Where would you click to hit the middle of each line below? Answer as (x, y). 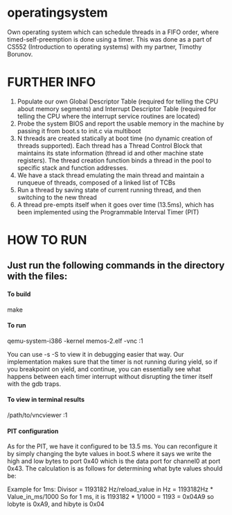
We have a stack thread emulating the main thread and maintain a (110, 175)
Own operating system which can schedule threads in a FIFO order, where (113, 32)
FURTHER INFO (52, 82)
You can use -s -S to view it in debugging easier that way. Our (96, 354)
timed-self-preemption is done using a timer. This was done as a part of (110, 39)
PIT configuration (33, 431)
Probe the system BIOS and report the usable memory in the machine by (121, 124)
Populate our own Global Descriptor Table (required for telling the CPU (118, 101)
